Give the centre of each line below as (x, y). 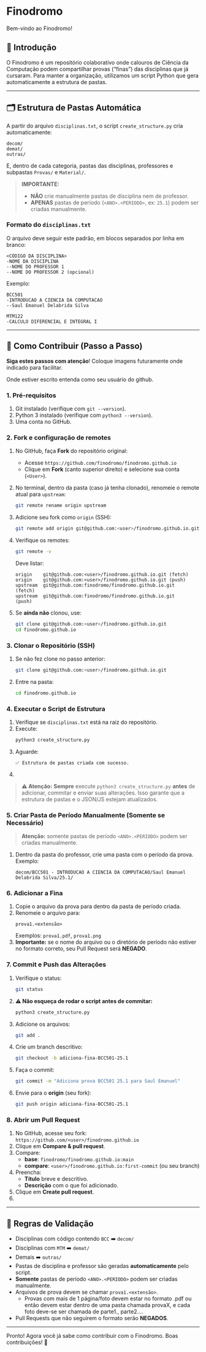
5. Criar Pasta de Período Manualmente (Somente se (86, 815)
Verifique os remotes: (42, 540)
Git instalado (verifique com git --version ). (71, 408)
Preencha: (28, 1172)
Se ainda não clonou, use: (48, 613)
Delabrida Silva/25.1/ (44, 878)
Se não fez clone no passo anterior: (60, 659)
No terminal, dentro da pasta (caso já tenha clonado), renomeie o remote (107, 488)
